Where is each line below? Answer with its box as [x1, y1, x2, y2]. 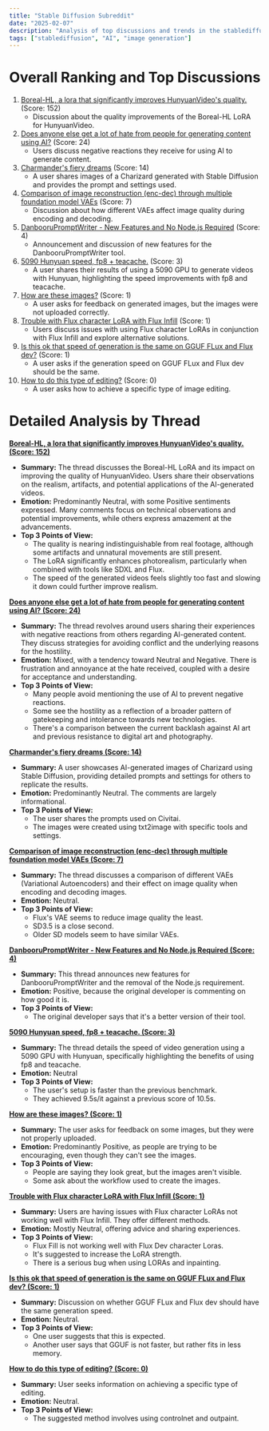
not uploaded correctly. [32, 307, 110, 317]
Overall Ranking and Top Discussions [9, 69, 261, 86]
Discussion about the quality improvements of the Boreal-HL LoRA [32, 112, 251, 122]
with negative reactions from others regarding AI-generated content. [20, 630, 247, 639]
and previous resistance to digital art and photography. [32, 732, 214, 741]
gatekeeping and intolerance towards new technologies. [32, 715, 218, 724]
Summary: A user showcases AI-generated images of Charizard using [20, 763, 253, 772]
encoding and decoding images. [20, 888, 127, 897]
